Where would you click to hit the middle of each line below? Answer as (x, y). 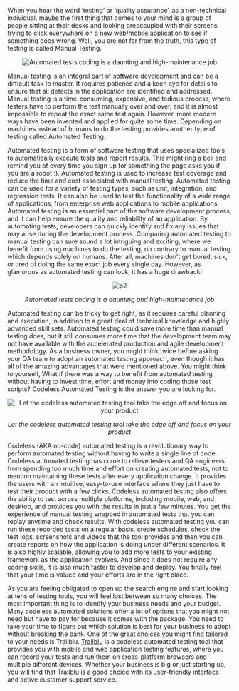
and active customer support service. (62, 680)
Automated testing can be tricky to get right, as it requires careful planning (117, 313)
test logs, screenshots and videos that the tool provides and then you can (115, 537)
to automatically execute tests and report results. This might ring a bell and (117, 158)
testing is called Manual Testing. (54, 48)
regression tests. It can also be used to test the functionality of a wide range (119, 196)
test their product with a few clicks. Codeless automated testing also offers (117, 491)
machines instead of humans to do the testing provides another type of (111, 129)
